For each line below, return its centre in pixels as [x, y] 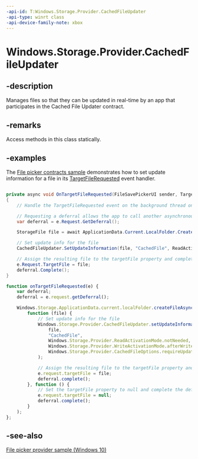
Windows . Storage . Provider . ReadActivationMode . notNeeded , [120, 341]
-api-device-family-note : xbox [44, 22]
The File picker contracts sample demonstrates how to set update [86, 172]
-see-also [24, 436]
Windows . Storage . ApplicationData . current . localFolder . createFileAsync [105, 308]
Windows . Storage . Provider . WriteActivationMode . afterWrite [121, 346]
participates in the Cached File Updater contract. [65, 106]
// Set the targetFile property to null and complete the [110, 390]
